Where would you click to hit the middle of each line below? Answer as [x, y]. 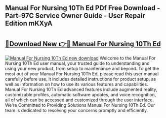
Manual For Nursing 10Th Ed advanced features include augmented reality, [81, 89]
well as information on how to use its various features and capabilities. [77, 84]
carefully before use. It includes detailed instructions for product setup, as [81, 79]
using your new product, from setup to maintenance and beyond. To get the [82, 69]
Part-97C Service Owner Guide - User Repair [75, 16]
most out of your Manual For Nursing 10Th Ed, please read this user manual [82, 74]
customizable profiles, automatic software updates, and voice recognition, [81, 95]
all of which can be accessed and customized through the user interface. [80, 100]
